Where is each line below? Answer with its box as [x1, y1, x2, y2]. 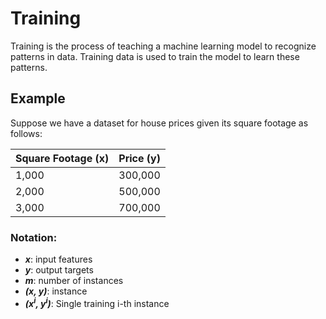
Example [10, 90, 66, 107]
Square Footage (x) [15, 151, 110, 165]
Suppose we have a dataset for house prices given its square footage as [10, 117, 309, 129]
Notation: [10, 230, 58, 244]
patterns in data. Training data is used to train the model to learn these [10, 50, 300, 62]
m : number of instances [24, 275, 124, 287]
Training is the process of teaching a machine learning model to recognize [10, 40, 317, 52]
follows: [10, 127, 43, 139]
